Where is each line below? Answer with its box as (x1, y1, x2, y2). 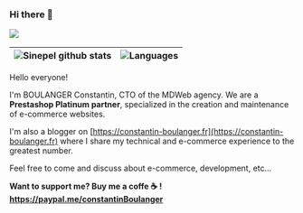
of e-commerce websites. (9, 108, 106, 120)
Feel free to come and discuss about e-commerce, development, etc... (9, 162, 272, 174)
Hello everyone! (9, 72, 69, 83)
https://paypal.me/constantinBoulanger (9, 194, 164, 205)
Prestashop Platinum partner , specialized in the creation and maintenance (9, 99, 289, 110)
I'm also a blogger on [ (9, 126, 93, 137)
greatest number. (9, 145, 74, 156)
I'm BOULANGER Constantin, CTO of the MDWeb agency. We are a (9, 89, 259, 100)
